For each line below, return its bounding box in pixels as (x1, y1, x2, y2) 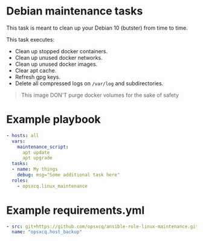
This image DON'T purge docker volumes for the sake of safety (21, 91, 179, 98)
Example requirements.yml (6, 204, 145, 217)
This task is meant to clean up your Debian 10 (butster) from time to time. (6, 24, 188, 31)
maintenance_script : (17, 144, 69, 150)
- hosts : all (6, 132, 39, 138)
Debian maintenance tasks (6, 4, 143, 18)
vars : (11, 138, 26, 144)
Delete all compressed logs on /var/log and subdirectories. (14, 80, 164, 87)
